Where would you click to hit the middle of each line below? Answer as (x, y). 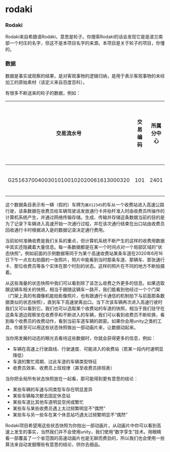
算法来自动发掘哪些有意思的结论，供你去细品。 (54, 444)
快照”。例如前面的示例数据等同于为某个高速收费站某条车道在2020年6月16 (86, 253)
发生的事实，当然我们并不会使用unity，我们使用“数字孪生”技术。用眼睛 (88, 432)
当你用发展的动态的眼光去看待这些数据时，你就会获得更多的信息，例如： (80, 338)
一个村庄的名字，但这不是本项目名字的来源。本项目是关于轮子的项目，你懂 (87, 43)
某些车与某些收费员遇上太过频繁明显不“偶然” (59, 408)
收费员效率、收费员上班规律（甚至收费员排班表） (63, 367)
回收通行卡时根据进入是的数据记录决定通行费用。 (56, 230)
